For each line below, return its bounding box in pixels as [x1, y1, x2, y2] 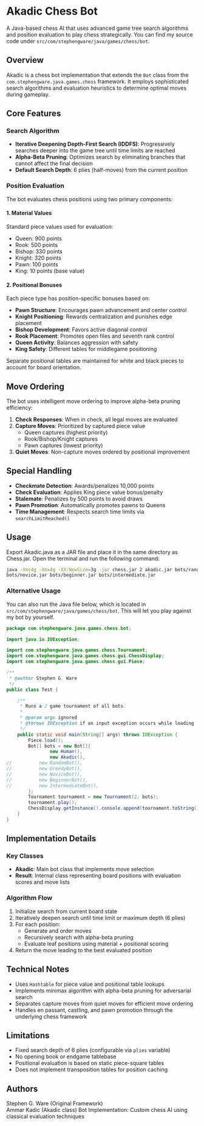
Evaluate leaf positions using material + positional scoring [24, 940, 169, 947]
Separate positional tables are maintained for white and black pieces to [6, 357, 184, 365]
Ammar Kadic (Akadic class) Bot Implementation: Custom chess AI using [6, 1106, 188, 1114]
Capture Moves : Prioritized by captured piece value [15, 422, 146, 429]
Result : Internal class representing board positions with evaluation [15, 872, 181, 879]
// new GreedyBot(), [6, 766, 83, 772]
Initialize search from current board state [15, 907, 117, 915]
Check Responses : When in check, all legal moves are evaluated [15, 416, 178, 423]
